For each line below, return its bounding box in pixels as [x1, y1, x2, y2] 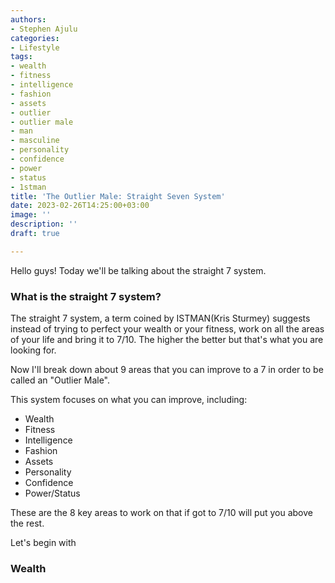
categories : [10, 33, 60, 43]
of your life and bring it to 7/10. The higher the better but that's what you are [10, 334, 324, 346]
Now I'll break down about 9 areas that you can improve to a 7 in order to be [10, 364, 324, 376]
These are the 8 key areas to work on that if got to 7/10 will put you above [10, 507, 313, 519]
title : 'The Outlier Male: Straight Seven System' [10, 191, 226, 201]
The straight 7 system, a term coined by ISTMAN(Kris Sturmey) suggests [10, 312, 311, 325]
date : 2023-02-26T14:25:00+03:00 [10, 201, 150, 211]
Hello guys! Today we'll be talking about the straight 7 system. [10, 264, 267, 276]
